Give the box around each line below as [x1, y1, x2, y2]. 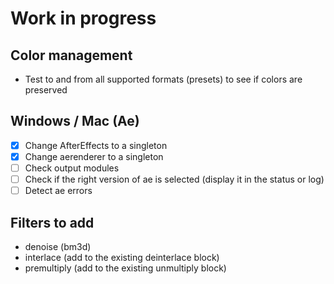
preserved [24, 84, 68, 96]
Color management [10, 47, 133, 64]
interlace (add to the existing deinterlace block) [24, 251, 220, 263]
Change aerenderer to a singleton [24, 150, 164, 162]
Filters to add [10, 214, 95, 231]
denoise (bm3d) [24, 240, 92, 252]
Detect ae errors [24, 185, 93, 197]
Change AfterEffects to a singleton [24, 139, 168, 151]
